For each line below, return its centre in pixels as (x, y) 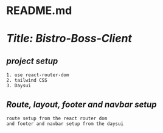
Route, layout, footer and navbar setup (81, 104)
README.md (39, 11)
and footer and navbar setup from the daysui (65, 124)
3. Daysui (19, 86)
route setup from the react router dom (57, 118)
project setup (32, 61)
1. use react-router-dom (38, 75)
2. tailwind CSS (27, 81)
